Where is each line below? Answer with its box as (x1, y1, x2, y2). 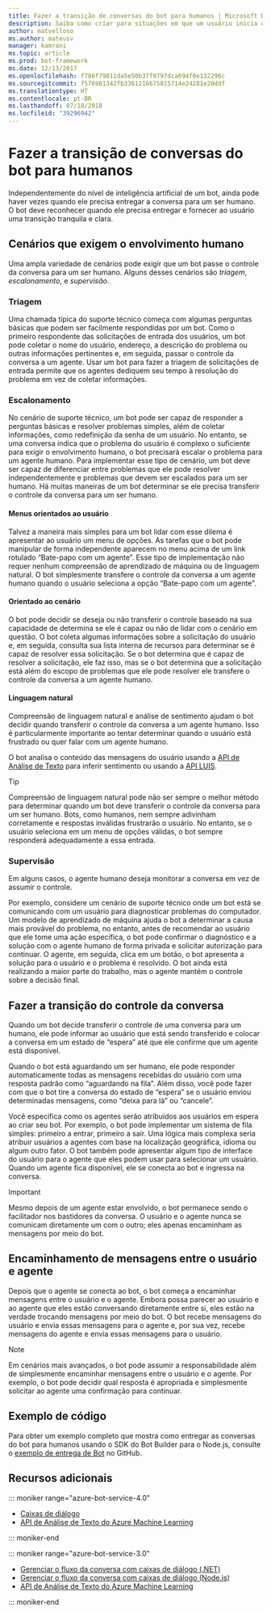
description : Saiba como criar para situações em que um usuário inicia (8, 19, 258, 27)
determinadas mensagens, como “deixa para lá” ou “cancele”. (8, 1096, 214, 1106)
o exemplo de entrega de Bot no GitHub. (8, 1447, 143, 1458)
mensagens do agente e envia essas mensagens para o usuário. (8, 1329, 223, 1338)
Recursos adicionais (8, 1472, 113, 1485)
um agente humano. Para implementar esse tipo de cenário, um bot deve (8, 456, 251, 465)
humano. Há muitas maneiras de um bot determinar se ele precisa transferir (8, 481, 261, 491)
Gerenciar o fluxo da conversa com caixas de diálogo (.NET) (19, 1564, 221, 1573)
